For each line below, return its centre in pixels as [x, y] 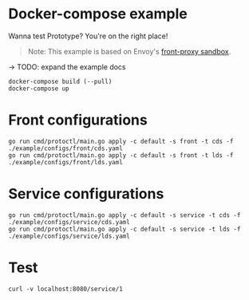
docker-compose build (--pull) [60, 81]
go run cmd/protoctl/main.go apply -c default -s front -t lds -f [121, 155]
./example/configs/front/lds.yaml [66, 162]
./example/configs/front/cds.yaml [66, 148]
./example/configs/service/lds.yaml [69, 236]
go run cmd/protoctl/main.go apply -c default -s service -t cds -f [125, 215]
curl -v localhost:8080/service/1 [66, 289]
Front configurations [78, 120]
